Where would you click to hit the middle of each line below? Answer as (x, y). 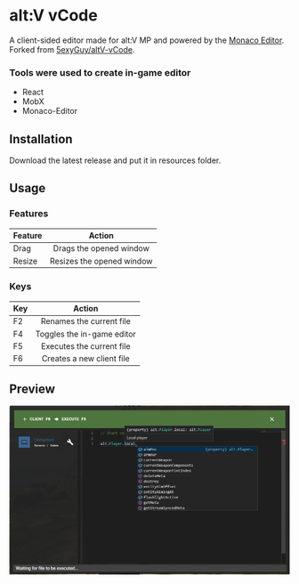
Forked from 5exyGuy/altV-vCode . (72, 49)
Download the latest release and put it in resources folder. (115, 160)
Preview (32, 389)
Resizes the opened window (101, 261)
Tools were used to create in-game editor (100, 72)
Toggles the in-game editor (85, 334)
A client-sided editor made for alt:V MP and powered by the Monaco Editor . (147, 40)
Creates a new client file (86, 359)
